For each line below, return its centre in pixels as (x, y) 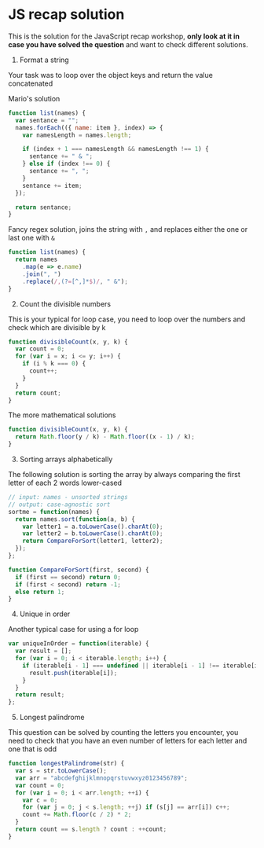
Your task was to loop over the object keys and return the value (111, 75)
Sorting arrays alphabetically (66, 459)
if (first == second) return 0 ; (68, 577)
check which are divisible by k (57, 327)
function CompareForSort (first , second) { (79, 570)
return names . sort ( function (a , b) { (75, 519)
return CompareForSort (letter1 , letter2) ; (93, 541)
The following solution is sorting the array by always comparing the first (125, 475)
